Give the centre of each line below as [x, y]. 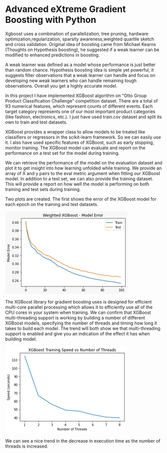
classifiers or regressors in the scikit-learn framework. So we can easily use [83, 137]
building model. [21, 339]
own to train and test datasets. [36, 122]
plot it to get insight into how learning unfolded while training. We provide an [83, 168]
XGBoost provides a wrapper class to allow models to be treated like [75, 131]
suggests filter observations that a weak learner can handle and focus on [80, 75]
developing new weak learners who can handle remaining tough [71, 80]
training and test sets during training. [43, 189]
